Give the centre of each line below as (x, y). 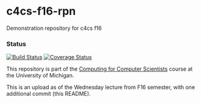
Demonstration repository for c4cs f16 (54, 28)
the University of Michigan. (40, 76)
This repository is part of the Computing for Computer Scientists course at (100, 69)
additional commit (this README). (49, 94)
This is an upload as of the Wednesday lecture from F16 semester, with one (101, 87)
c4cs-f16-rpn (41, 11)
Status (16, 44)
